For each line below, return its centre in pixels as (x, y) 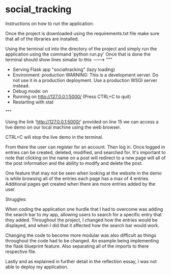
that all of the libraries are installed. (42, 39)
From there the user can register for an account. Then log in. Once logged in (85, 147)
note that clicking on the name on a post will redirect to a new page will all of (85, 158)
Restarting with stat (33, 102)
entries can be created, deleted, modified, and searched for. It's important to (85, 152)
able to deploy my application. (37, 267)
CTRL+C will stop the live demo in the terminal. (54, 137)
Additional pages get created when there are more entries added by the (80, 184)
